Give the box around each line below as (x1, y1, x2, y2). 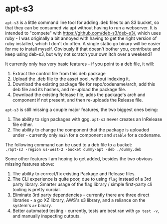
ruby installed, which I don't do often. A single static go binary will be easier (5, 40, 161, 46)
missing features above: (5, 161, 55, 167)
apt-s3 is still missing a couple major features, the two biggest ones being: (5, 107, 158, 112)
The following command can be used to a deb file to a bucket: (5, 141, 133, 147)
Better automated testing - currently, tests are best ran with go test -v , (12, 208, 160, 214)
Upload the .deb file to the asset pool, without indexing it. (12, 76, 130, 82)
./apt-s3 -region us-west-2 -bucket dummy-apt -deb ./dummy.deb (5, 147, 142, 152)
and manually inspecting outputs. (12, 213, 81, 219)
